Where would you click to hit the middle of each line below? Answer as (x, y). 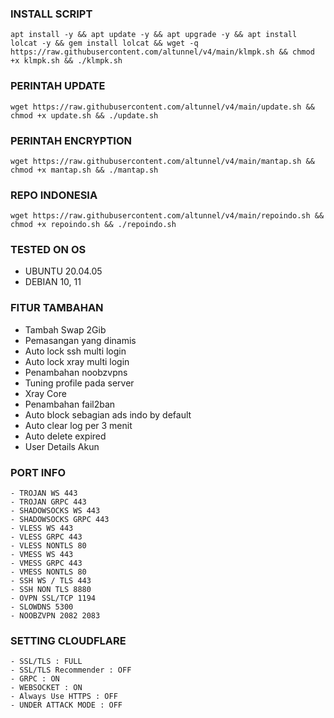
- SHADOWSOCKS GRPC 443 (60, 520)
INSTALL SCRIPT (51, 14)
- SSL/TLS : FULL (46, 662)
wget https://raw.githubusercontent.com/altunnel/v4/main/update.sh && (162, 107)
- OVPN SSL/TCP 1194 (53, 598)
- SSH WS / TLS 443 (51, 581)
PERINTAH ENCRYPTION (71, 140)
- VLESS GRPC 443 (46, 537)
